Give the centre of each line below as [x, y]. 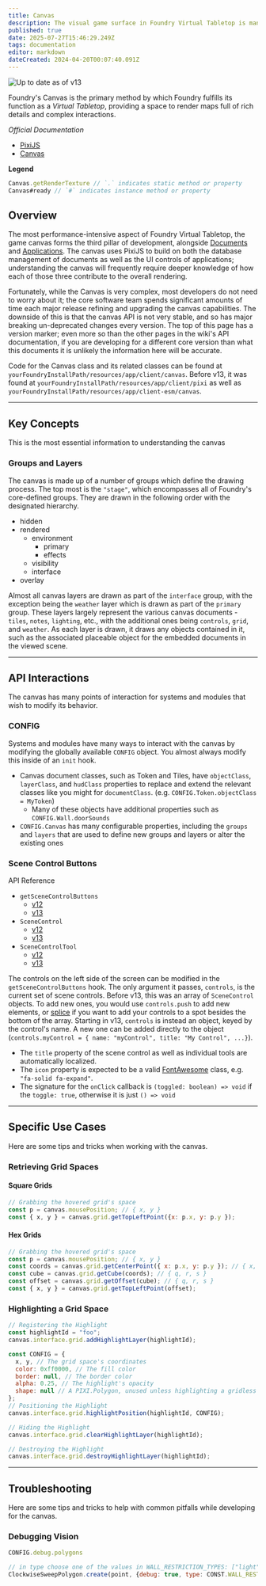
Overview [33, 216]
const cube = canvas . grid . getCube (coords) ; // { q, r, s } [108, 1274]
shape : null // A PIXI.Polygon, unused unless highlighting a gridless [136, 1391]
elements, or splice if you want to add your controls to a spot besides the [127, 1012]
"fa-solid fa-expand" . [56, 1078]
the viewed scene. [38, 645]
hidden [31, 521]
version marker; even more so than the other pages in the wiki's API [119, 334]
